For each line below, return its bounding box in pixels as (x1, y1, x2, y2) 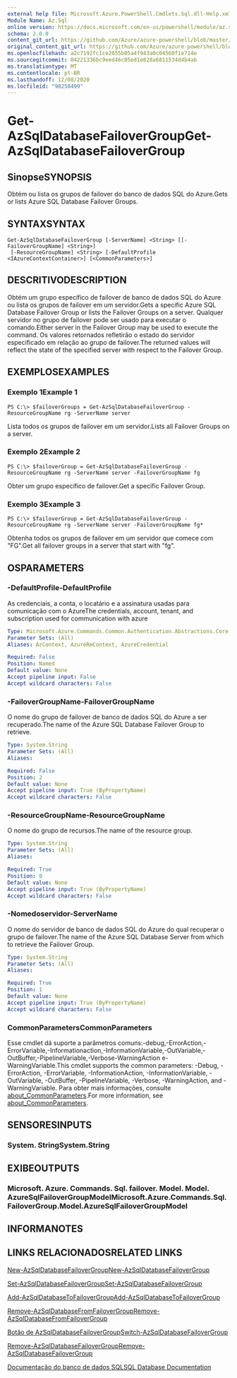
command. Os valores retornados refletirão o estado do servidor (7, 330, 195, 339)
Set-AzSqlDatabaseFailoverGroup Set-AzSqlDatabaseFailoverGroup (7, 1279, 202, 1288)
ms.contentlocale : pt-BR (7, 69, 80, 76)
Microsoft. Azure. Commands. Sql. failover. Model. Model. (7, 1183, 209, 1193)
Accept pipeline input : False (7, 673, 97, 681)
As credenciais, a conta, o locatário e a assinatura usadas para (7, 599, 190, 608)
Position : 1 (7, 987, 42, 994)
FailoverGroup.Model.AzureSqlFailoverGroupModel (7, 1201, 188, 1211)
